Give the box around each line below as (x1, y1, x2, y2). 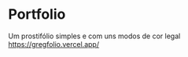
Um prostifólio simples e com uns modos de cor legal (8, 31, 181, 41)
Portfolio (8, 5, 66, 23)
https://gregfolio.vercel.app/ (8, 39, 100, 48)
